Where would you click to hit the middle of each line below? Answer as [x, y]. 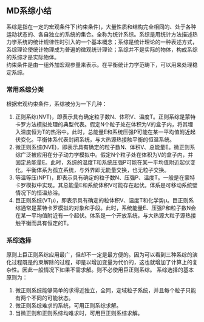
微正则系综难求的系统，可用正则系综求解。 [68, 306]
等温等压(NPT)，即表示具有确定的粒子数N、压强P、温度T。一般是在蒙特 [105, 177]
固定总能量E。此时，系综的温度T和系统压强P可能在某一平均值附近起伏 [103, 162]
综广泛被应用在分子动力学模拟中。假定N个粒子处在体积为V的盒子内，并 [104, 155]
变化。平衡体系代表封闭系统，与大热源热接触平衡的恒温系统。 [97, 140]
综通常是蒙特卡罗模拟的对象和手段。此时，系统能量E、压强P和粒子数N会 [105, 208]
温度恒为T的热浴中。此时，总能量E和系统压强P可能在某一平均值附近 [105, 132]
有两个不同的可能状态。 [44, 298]
